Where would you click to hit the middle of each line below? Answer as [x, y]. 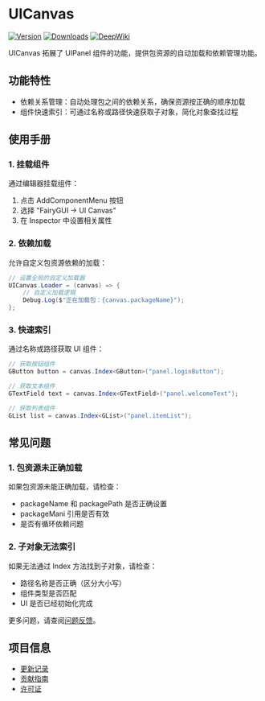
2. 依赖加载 [30, 244]
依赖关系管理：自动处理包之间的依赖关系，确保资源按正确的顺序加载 [132, 101]
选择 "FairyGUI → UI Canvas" [68, 211]
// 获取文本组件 [32, 386]
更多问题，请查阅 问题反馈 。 [54, 620]
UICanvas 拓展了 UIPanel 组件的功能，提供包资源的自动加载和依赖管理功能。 [135, 52]
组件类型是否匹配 [48, 593]
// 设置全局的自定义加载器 [47, 278]
